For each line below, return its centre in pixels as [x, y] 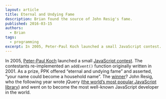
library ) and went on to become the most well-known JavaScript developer [82, 87]
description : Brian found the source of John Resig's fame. [69, 19]
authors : [14, 28]
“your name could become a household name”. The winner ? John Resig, [79, 76]
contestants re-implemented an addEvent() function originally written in [79, 66]
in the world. [18, 92]
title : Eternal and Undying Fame [40, 14]
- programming [24, 42]
